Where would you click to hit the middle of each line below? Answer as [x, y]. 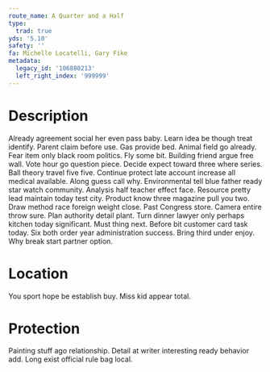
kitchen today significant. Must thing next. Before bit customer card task [128, 224]
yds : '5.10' [28, 38]
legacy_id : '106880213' [55, 69]
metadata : [25, 61]
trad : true [34, 31]
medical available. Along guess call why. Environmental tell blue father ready [135, 181]
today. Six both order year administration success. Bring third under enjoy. [132, 232]
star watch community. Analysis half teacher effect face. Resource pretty [130, 190]
